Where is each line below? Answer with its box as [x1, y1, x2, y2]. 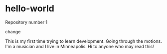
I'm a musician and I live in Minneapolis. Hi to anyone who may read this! [5, 43, 154, 49]
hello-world [5, 3, 55, 14]
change [5, 28, 21, 34]
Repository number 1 [5, 19, 48, 25]
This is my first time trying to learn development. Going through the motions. [5, 38, 162, 44]
